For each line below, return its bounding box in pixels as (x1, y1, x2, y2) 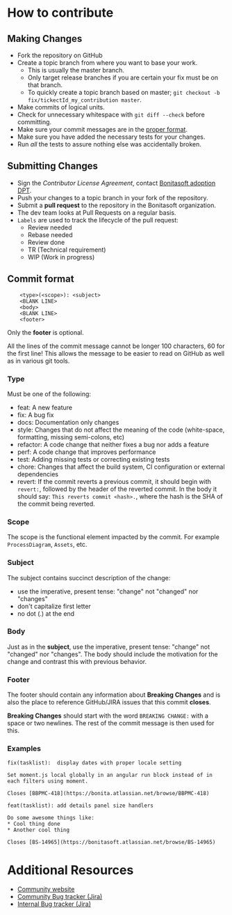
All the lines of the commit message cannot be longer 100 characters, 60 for (7, 342, 225, 350)
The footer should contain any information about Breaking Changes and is (7, 690, 221, 699)
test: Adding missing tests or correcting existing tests (17, 455, 170, 463)
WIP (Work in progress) (27, 252, 95, 261)
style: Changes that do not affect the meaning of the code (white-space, (17, 425, 225, 434)
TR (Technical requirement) (27, 245, 106, 254)
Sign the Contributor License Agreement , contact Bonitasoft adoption (17, 179, 216, 187)
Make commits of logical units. (17, 103, 106, 111)
